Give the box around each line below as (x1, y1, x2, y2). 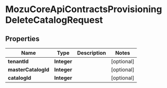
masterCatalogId (8, 66, 49, 73)
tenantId (8, 58, 29, 65)
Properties (5, 34, 40, 43)
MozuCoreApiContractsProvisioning (5, 4, 162, 15)
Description (77, 50, 106, 56)
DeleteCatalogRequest (5, 14, 103, 26)
